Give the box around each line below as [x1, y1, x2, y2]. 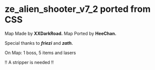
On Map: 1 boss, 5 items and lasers [4, 50, 77, 56]
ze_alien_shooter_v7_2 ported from [4, 3, 151, 15]
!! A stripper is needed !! [4, 59, 54, 65]
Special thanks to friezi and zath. [4, 40, 73, 46]
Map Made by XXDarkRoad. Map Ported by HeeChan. [4, 30, 117, 36]
